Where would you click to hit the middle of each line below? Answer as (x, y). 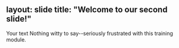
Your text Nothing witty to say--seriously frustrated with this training (90, 33)
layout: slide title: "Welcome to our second (87, 10)
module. (16, 39)
